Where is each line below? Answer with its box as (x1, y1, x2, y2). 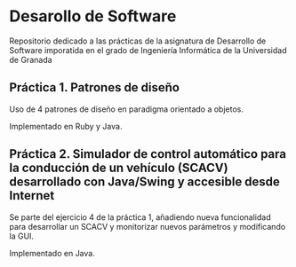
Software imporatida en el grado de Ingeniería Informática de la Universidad (9, 44, 287, 55)
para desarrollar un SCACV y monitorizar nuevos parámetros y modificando (9, 221, 286, 232)
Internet (9, 188, 55, 203)
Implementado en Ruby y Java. (9, 121, 123, 131)
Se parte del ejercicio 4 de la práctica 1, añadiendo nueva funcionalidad (9, 211, 271, 223)
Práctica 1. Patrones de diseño (9, 80, 180, 95)
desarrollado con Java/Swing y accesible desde (9, 175, 280, 190)
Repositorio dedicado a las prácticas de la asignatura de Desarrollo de (9, 35, 267, 46)
